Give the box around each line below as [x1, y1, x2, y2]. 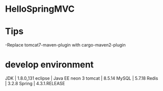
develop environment [5, 59, 94, 70]
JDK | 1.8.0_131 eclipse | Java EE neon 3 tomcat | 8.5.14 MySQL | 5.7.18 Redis [5, 75, 158, 81]
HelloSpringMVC [5, 3, 75, 15]
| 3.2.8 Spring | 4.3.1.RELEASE [5, 81, 65, 87]
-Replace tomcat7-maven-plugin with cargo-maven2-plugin [5, 42, 126, 48]
